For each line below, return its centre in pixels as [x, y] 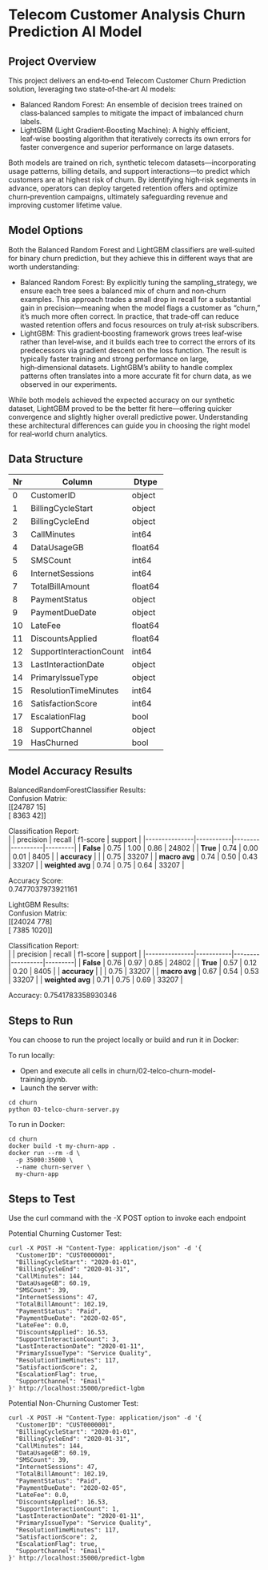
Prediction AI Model [75, 32]
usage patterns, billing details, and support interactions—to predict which [129, 171]
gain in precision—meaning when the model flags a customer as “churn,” [140, 308]
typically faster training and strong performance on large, [114, 359]
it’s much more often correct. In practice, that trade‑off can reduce [129, 316]
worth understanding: [44, 267]
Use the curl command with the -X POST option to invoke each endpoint [127, 1218]
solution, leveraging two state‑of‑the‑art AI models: [92, 89]
